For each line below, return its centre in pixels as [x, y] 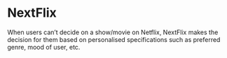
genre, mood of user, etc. [44, 47]
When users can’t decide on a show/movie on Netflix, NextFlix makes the [113, 32]
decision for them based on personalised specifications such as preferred [114, 39]
